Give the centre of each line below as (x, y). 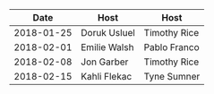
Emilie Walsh (107, 47)
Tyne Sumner (172, 77)
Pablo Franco (171, 47)
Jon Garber (104, 62)
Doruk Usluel (108, 33)
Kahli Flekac (106, 77)
